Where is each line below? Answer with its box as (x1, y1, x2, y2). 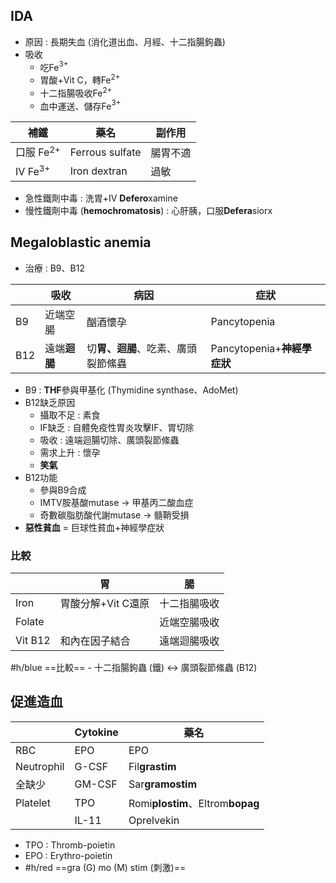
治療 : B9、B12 (24, 262, 85, 274)
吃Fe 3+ (39, 59, 69, 73)
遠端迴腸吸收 (159, 634, 220, 648)
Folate (15, 614, 45, 628)
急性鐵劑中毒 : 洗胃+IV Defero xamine (24, 192, 178, 204)
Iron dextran (69, 164, 128, 178)
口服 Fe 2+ (15, 144, 61, 159)
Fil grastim (128, 759, 177, 773)
